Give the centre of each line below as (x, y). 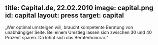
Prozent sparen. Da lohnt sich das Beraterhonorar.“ (57, 37)
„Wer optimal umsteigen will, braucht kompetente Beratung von (69, 27)
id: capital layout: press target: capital (64, 16)
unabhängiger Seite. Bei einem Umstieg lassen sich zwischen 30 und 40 (79, 32)
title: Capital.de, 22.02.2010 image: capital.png (79, 8)
